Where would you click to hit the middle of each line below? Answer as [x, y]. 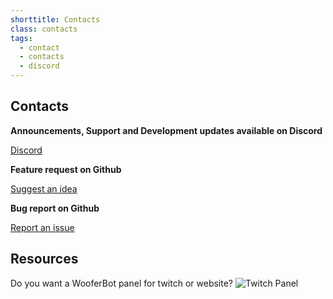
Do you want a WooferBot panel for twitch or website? [121, 283]
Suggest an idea [44, 188]
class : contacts [44, 29]
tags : [21, 38]
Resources [44, 259]
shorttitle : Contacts [55, 19]
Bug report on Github [55, 208]
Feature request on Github [66, 169]
